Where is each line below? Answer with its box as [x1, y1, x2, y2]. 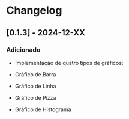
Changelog [6, 4, 62, 17]
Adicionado [6, 46, 41, 54]
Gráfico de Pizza [14, 94, 56, 101]
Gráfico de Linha [14, 82, 56, 90]
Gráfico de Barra [14, 70, 56, 78]
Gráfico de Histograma [14, 106, 71, 113]
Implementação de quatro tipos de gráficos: [14, 59, 124, 66]
